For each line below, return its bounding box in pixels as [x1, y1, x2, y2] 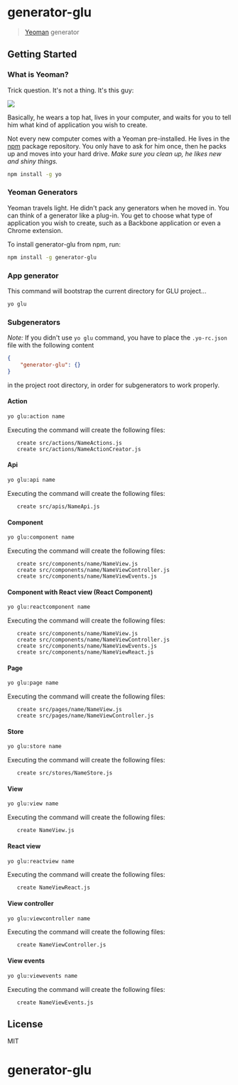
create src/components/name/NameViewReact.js [16, 649, 154, 656]
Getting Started [7, 48, 77, 60]
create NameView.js [16, 827, 75, 834]
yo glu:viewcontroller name [7, 914, 91, 922]
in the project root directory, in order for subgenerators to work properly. [7, 381, 220, 389]
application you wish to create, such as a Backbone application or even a [7, 218, 222, 227]
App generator [7, 271, 59, 281]
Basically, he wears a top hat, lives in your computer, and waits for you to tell [7, 113, 232, 122]
